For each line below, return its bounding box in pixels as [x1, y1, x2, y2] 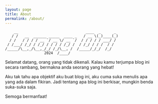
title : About [5, 12, 32, 17]
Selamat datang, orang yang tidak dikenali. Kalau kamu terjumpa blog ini [5, 59, 150, 65]
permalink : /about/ [5, 16, 45, 21]
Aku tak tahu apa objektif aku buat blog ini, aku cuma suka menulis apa [5, 74, 148, 80]
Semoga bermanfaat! [5, 93, 48, 100]
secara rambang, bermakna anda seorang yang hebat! [5, 64, 114, 70]
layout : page [5, 7, 32, 12]
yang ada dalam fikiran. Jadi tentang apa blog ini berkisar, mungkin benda [5, 79, 153, 85]
